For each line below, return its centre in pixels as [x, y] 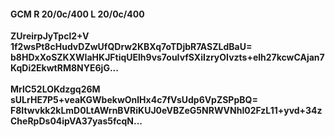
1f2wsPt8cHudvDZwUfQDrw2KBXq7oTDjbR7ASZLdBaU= [131, 47]
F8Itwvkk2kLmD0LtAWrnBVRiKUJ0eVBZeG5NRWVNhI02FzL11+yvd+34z [166, 111]
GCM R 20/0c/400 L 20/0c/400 [77, 14]
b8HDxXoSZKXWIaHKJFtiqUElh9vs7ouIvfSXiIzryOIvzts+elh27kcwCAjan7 [167, 57]
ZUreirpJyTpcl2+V [50, 36]
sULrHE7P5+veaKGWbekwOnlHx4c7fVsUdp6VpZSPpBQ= [134, 100]
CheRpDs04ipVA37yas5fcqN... [76, 121]
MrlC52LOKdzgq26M [55, 89]
